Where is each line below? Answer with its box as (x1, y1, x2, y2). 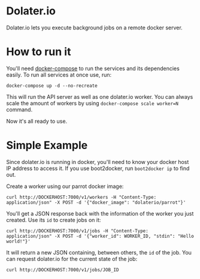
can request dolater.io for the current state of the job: (6, 255, 138, 262)
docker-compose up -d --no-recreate (6, 83, 98, 89)
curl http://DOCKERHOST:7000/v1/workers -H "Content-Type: (6, 194, 157, 200)
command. (6, 106, 33, 113)
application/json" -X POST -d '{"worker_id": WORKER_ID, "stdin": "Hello (6, 233, 195, 239)
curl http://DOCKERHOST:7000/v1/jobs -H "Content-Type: (6, 228, 149, 234)
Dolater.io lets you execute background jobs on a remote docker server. (6, 24, 183, 31)
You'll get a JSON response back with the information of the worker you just (6, 210, 194, 217)
